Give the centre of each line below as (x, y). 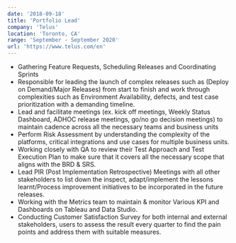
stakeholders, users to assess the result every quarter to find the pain (119, 224)
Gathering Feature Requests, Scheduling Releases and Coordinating (117, 67)
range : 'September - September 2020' (63, 40)
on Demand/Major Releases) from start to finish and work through (114, 89)
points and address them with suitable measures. (89, 232)
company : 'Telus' (33, 27)
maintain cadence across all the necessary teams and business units (118, 127)
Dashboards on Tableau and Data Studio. (78, 209)
